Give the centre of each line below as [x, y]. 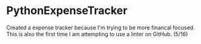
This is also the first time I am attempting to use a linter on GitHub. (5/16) [97, 34]
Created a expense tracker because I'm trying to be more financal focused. [100, 28]
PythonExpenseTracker [67, 11]
